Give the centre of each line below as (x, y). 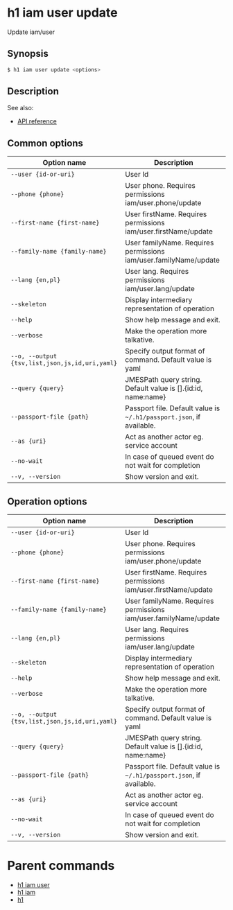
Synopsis (28, 54)
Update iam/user (31, 32)
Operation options (47, 501)
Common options (45, 143)
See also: (20, 108)
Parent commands (61, 866)
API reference (37, 121)
